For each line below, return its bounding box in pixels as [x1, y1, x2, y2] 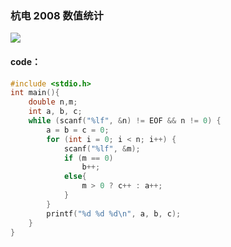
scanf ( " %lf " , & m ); [63, 143, 141, 154]
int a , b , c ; [28, 107, 83, 117]
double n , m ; [28, 97, 78, 107]
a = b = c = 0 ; [46, 125, 110, 135]
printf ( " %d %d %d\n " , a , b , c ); [46, 208, 182, 219]
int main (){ [10, 88, 60, 98]
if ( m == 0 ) [63, 153, 114, 163]
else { [63, 172, 87, 182]
